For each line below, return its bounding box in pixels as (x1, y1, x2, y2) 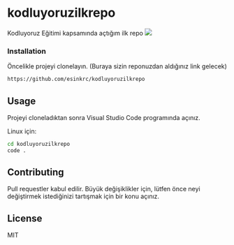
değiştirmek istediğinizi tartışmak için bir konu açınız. (7, 192, 159, 200)
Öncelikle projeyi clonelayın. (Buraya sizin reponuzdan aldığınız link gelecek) (7, 62, 227, 70)
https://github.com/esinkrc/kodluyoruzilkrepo (7, 75, 145, 83)
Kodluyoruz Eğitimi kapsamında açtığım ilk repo (7, 29, 143, 37)
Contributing (7, 166, 64, 179)
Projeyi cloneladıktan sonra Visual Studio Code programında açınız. (7, 113, 200, 121)
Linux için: (7, 127, 37, 135)
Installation (7, 46, 47, 56)
